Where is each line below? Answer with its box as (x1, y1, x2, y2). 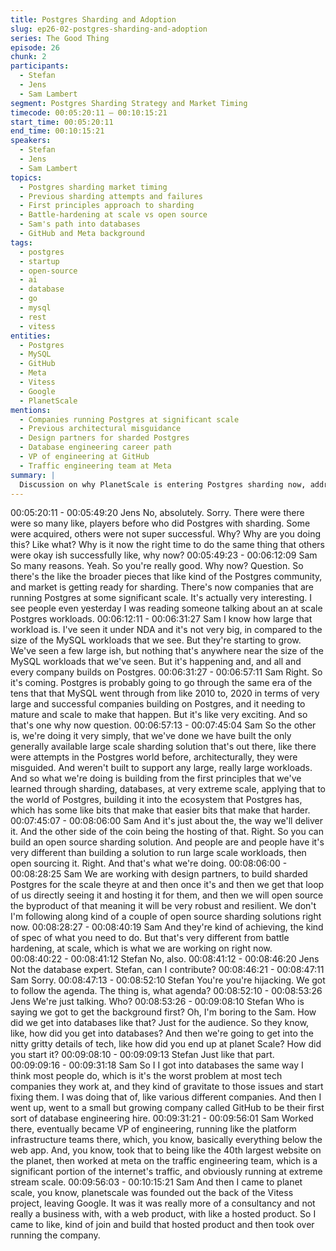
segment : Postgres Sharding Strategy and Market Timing (10, 98, 248, 108)
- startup (19, 256, 60, 266)
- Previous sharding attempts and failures (19, 191, 203, 201)
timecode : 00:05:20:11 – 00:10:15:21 (10, 107, 168, 118)
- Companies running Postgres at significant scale (19, 414, 240, 425)
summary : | (10, 470, 56, 480)
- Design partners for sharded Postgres (19, 433, 190, 443)
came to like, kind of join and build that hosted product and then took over (10, 1219, 315, 1231)
